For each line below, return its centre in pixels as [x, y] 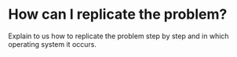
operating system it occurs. [52, 44]
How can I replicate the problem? [118, 14]
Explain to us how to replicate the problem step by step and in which [118, 36]
